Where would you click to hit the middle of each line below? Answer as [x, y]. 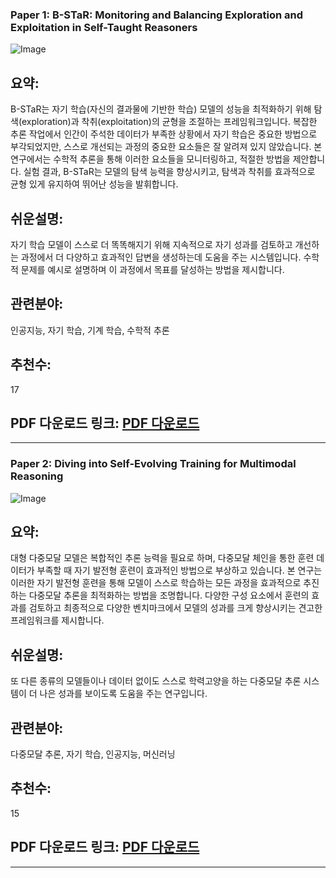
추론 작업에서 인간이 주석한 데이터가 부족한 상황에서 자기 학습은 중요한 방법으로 [164, 134]
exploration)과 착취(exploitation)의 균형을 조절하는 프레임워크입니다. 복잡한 [169, 122]
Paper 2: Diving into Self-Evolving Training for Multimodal [153, 464]
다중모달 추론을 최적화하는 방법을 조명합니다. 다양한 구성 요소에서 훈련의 [169, 595]
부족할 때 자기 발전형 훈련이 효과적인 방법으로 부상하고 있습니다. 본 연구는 [179, 570]
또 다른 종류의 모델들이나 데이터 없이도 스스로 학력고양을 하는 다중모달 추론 [156, 681]
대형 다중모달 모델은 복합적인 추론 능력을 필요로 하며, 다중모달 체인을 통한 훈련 [162, 558]
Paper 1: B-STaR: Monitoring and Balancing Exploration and [156, 15]
